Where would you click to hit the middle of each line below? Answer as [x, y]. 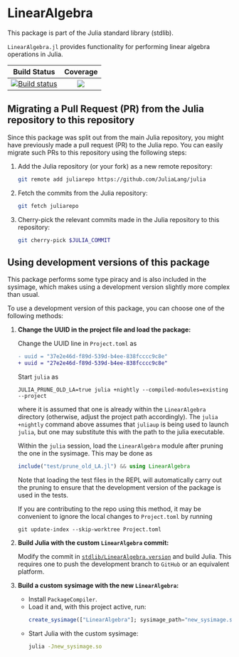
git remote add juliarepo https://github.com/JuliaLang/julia [112, 179]
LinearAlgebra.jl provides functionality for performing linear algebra [109, 46]
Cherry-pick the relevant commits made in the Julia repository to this [118, 219]
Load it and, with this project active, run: [87, 606]
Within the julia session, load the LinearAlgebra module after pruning [120, 446]
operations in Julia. [35, 54]
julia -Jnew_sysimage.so [65, 646]
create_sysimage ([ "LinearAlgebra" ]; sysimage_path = [106, 620]
